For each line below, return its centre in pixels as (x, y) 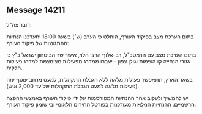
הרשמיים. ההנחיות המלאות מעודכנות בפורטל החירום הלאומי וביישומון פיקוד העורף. (101, 104)
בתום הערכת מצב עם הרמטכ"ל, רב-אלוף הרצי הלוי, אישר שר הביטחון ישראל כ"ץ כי (101, 55)
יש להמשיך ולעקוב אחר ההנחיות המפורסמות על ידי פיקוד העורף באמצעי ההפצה (97, 98)
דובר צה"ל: (19, 24)
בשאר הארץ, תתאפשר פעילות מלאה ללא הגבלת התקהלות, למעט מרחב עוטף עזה (99, 79)
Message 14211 (36, 10)
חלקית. (14, 68)
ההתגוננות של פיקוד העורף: (38, 43)
